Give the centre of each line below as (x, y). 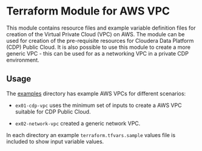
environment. (23, 60)
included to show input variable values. (55, 141)
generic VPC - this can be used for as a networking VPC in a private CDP (98, 53)
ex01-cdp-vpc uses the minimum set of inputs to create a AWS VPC (98, 105)
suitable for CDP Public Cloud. (53, 111)
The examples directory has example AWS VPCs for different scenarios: (96, 93)
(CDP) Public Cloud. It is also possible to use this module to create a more (99, 47)
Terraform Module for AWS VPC (88, 11)
